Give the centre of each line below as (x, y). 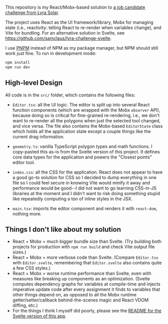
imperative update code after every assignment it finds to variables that (86, 289)
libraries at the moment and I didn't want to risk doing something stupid (86, 193)
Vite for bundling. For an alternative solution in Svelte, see (65, 33)
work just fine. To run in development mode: (51, 53)
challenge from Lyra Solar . (32, 13)
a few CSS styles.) (32, 268)
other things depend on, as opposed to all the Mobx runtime (74, 295)
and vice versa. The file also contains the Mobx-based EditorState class (88, 126)
